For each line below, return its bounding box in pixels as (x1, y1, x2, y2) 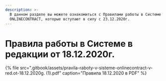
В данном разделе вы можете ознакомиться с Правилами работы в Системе (9, 12, 162, 17)
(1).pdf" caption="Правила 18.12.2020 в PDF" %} (46, 70, 147, 76)
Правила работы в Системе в (5, 38, 133, 49)
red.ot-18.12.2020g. (5, 70, 45, 76)
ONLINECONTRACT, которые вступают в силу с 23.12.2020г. (9, 16, 130, 21)
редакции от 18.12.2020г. (5, 48, 115, 60)
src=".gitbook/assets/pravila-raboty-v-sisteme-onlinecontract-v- (19, 65, 153, 71)
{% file (5, 65, 19, 71)
